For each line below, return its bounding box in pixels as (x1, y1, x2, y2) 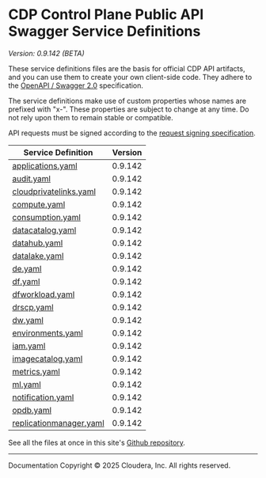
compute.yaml (12, 199, 66, 210)
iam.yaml (12, 340, 46, 351)
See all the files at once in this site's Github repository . (8, 438, 186, 447)
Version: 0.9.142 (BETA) (8, 48, 85, 58)
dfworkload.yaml (12, 289, 75, 300)
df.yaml (12, 275, 40, 286)
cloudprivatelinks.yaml (12, 186, 97, 197)
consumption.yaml (12, 211, 82, 222)
